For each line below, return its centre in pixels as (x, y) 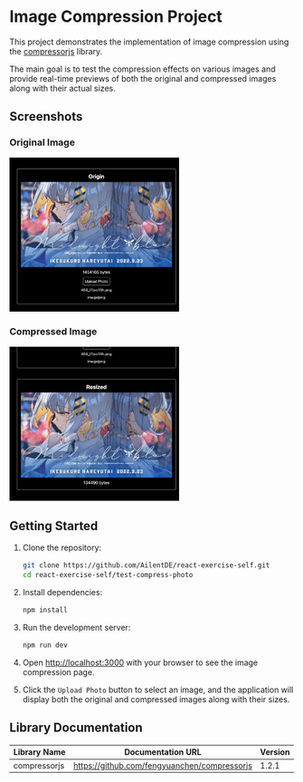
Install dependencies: (62, 593)
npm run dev (45, 645)
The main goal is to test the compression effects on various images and (142, 69)
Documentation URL (163, 752)
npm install (45, 610)
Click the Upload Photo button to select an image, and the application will (158, 690)
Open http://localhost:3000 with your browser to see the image (140, 662)
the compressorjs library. (56, 51)
